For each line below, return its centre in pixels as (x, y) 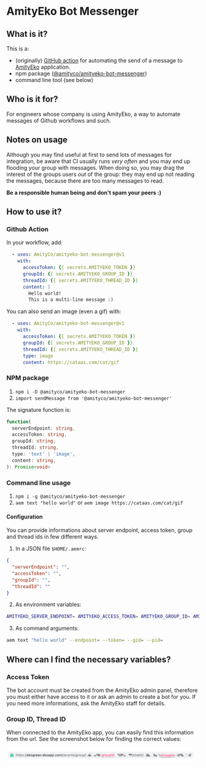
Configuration (25, 517)
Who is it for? (32, 99)
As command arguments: (47, 628)
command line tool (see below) (54, 80)
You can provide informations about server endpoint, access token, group (100, 530)
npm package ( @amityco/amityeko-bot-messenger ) (81, 74)
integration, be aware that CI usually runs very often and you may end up (98, 161)
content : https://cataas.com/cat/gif (71, 362)
